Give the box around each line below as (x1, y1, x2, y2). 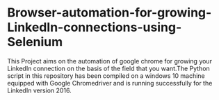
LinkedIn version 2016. (7, 86, 72, 94)
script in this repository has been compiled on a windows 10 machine (7, 71, 205, 80)
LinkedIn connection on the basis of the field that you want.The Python (7, 64, 210, 72)
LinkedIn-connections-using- (7, 19, 182, 35)
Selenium (7, 34, 63, 50)
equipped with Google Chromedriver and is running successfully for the (7, 79, 213, 87)
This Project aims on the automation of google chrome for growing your (7, 57, 212, 65)
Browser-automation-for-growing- (7, 5, 212, 21)
